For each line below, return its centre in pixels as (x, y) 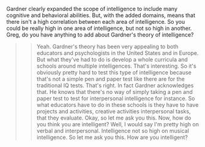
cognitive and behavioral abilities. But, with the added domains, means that (101, 15)
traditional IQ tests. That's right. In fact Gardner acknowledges (115, 85)
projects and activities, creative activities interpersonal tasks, (114, 111)
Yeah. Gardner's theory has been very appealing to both (107, 46)
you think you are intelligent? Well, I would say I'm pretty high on (117, 124)
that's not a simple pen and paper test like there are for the (110, 79)
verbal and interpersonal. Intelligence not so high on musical (113, 131)
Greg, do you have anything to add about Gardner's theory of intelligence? (100, 35)
